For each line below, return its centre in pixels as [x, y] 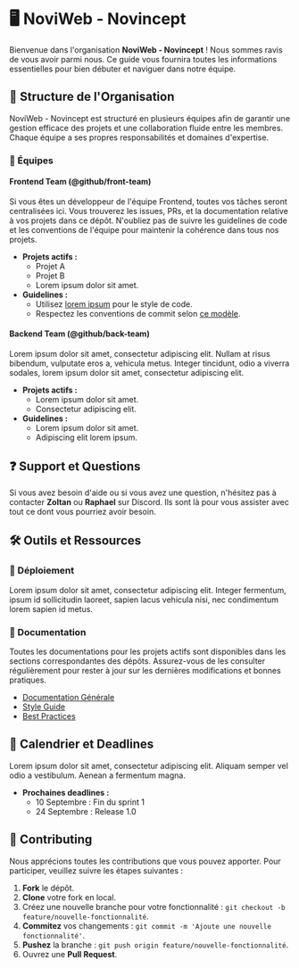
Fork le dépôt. [48, 888]
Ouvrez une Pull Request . [70, 954]
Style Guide [43, 707]
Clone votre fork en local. [69, 897]
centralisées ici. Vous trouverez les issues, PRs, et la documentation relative [149, 211]
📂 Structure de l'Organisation [92, 97]
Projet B [50, 276]
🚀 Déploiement [42, 571]
